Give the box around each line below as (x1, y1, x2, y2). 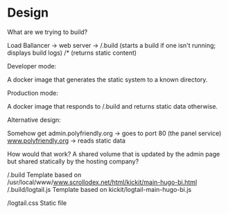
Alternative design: (7, 116, 61, 124)
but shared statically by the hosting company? (7, 157, 139, 166)
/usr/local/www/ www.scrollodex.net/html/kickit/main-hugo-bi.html (7, 178, 198, 186)
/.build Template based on (7, 170, 82, 179)
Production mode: (7, 89, 59, 97)
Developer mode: (7, 62, 57, 70)
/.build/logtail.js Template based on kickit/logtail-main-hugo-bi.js (7, 185, 192, 193)
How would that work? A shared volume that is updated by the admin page (7, 150, 220, 158)
